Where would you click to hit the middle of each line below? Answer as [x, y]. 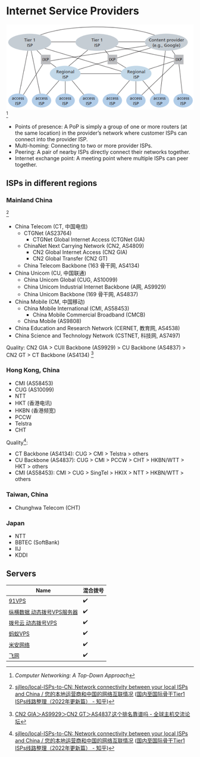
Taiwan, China [27, 495]
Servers [21, 574]
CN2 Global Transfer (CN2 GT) [70, 258]
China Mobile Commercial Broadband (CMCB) [89, 315]
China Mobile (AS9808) [52, 321]
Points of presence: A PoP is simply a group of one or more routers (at [101, 126]
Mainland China [29, 200]
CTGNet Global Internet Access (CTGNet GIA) [89, 239]
